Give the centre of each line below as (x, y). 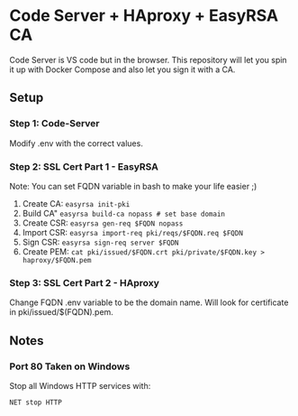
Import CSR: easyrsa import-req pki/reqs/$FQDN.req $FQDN (132, 232)
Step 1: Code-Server (55, 124)
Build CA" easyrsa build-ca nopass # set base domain (124, 213)
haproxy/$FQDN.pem (57, 260)
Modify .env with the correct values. (77, 143)
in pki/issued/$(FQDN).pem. (62, 312)
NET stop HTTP (36, 402)
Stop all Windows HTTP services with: (80, 385)
